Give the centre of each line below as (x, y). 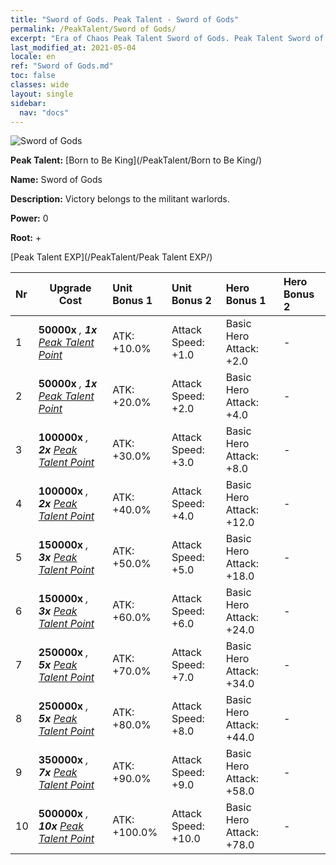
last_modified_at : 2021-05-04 (73, 47)
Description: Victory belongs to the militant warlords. (120, 199)
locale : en (33, 57)
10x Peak (61, 826)
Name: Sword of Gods (56, 180)
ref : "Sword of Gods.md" (62, 66)
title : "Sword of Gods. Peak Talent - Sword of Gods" (125, 19)
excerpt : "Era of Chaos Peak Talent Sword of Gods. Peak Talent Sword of (167, 38)
